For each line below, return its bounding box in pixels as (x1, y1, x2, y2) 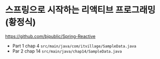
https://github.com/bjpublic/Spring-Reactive (5, 33, 96, 39)
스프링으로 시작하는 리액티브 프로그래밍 (5, 4, 156, 16)
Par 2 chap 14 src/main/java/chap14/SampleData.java (12, 48, 122, 54)
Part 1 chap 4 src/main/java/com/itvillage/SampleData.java (12, 43, 137, 49)
